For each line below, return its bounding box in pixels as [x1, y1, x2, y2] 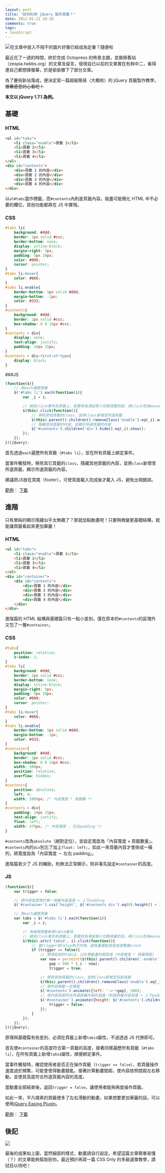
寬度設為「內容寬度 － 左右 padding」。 [18, 850, 97, 856]
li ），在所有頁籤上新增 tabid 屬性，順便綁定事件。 [5, 1051, 105, 1057]
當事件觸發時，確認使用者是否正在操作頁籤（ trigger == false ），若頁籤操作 [5, 1061, 159, 1067]
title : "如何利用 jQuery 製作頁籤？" [5, 12, 76, 17]
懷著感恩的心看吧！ [5, 84, 44, 89]
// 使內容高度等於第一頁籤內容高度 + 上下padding [14, 898, 105, 903]
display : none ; [14, 335, 45, 340]
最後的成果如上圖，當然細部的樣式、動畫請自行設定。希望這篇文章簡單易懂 [5, 1150, 156, 1156]
